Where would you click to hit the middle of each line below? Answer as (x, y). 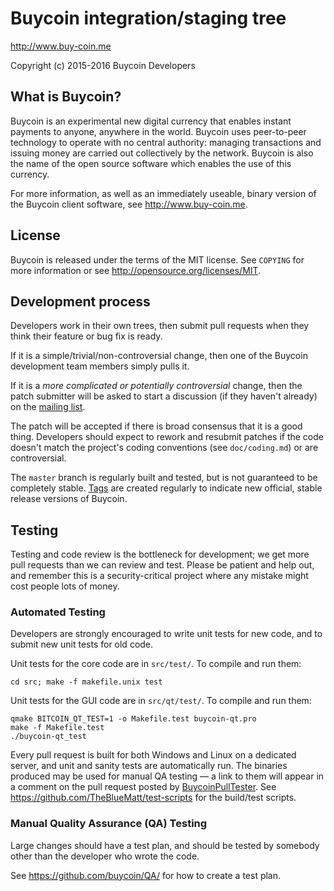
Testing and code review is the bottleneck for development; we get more (160, 554)
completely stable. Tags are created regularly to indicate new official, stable (166, 488)
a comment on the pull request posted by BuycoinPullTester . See (143, 787)
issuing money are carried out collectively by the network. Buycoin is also (162, 153)
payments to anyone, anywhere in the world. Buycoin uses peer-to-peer (158, 131)
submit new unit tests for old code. (82, 644)
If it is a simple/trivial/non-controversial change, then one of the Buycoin (159, 356)
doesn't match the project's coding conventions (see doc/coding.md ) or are (164, 448)
